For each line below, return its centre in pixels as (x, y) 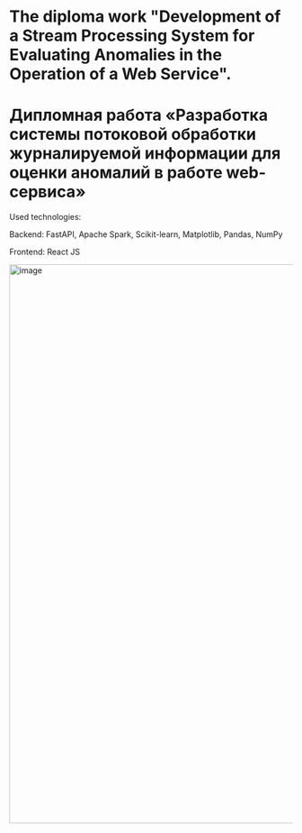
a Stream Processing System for (132, 36)
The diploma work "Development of (145, 17)
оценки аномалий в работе (116, 173)
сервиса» (48, 192)
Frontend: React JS (45, 252)
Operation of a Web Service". (120, 74)
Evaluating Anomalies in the (116, 55)
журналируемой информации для (145, 154)
